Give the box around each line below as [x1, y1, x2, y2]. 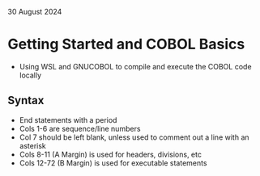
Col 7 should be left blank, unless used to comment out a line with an [19, 132, 249, 142]
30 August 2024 [7, 7, 62, 16]
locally [19, 70, 42, 80]
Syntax [7, 94, 45, 107]
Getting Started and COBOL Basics [7, 36, 245, 53]
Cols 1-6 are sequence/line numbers [19, 124, 141, 133]
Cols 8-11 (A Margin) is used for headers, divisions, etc [19, 149, 202, 159]
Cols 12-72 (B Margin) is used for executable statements [19, 157, 207, 168]
